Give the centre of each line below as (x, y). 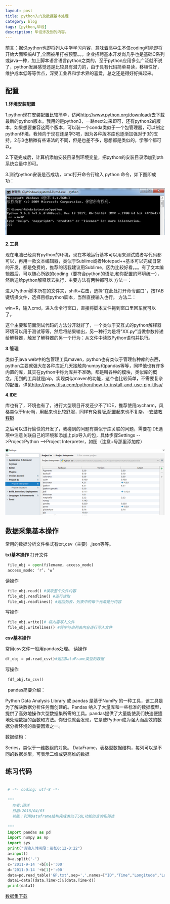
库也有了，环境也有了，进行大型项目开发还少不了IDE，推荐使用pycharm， (82, 406)
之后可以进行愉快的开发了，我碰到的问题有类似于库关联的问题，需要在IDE (82, 429)
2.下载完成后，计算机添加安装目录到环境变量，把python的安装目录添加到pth (84, 157)
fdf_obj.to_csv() (26, 680)
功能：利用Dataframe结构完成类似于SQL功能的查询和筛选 (63, 816)
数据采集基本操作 (32, 531)
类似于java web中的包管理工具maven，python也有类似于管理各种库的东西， (84, 359)
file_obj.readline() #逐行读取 (39, 596)
